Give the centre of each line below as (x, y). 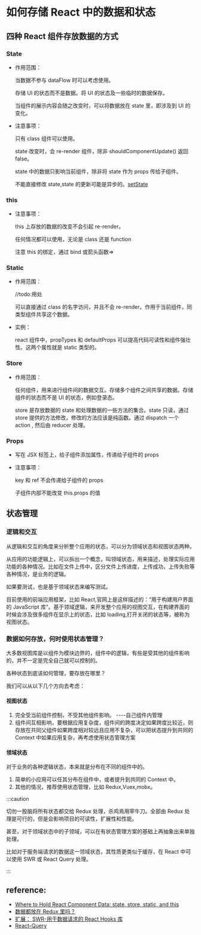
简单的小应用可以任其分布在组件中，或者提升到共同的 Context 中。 (97, 779)
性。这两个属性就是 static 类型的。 (57, 347)
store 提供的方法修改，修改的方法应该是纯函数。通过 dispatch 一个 (97, 417)
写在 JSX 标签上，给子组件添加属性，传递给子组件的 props (87, 455)
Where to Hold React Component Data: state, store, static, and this (97, 904)
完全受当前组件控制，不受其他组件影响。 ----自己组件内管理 (89, 715)
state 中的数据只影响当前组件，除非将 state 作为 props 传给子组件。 (98, 171)
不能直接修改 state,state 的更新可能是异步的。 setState (81, 184)
